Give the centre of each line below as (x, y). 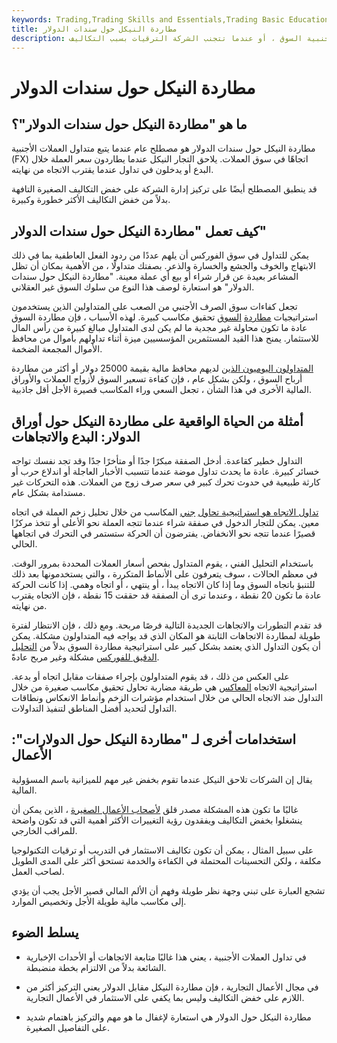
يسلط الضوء (45, 932)
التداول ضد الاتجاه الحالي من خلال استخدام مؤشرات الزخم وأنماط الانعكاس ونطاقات (167, 697)
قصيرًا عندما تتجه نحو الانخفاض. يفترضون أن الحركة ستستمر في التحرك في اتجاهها (163, 533)
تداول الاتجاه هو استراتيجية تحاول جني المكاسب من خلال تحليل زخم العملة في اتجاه (165, 512)
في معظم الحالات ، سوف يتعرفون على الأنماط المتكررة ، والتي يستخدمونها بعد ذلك (164, 574)
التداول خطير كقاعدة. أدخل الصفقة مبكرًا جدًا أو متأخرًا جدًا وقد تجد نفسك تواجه (157, 460)
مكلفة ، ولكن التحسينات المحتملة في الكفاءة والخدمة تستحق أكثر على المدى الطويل (166, 860)
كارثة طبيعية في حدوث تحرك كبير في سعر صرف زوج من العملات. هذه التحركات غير (166, 482)
